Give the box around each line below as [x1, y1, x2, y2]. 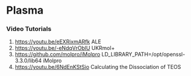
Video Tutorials [6, 25, 52, 33]
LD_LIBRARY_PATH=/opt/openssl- [101, 51, 186, 58]
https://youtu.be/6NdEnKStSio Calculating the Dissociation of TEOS [14, 64, 181, 71]
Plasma [6, 4, 44, 17]
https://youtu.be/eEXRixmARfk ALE [14, 38, 101, 45]
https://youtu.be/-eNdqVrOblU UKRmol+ [14, 45, 115, 52]
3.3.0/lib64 [14, 57, 42, 64]
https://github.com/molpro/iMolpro [14, 51, 100, 58]
